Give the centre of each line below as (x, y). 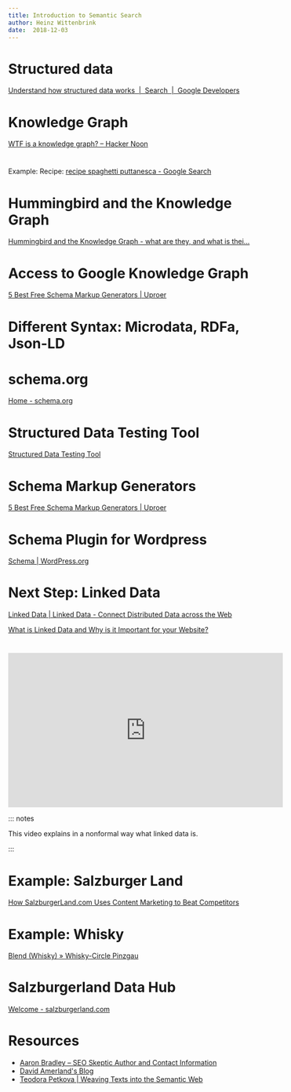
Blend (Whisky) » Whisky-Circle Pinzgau (73, 956)
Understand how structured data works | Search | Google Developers (124, 90)
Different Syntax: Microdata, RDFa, (124, 327)
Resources (44, 1041)
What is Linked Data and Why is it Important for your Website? (109, 630)
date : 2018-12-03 (38, 30)
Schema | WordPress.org (49, 561)
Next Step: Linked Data (84, 593)
